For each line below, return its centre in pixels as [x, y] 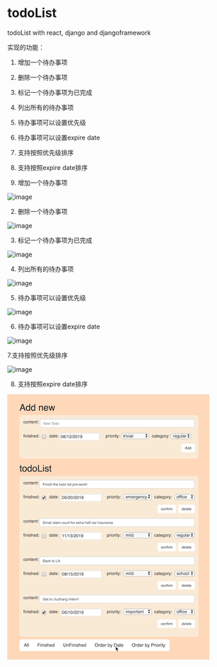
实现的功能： [26, 47]
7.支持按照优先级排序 [38, 355]
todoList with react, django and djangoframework [79, 33]
